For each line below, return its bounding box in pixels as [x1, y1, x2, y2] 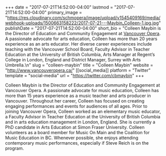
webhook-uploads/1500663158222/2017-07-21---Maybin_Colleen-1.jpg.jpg [5, 20, 159, 26]
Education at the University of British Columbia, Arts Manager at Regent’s [5, 52, 155, 57]
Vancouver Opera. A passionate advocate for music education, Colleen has [5, 88, 159, 93]
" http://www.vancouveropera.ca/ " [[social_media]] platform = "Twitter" [5, 67, 151, 73]
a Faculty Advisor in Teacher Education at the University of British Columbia [5, 114, 161, 119]
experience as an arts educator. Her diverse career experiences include [5, 41, 152, 47]
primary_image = [48, 9, 83, 15]
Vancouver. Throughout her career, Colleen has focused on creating [5, 98, 145, 104]
